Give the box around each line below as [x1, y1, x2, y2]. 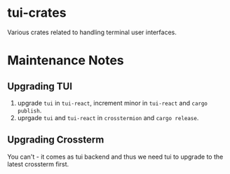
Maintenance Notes [7, 52, 124, 68]
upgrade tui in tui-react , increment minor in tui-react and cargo [17, 99, 208, 107]
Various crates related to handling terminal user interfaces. [7, 28, 177, 36]
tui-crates [7, 5, 67, 21]
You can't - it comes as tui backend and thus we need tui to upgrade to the [7, 152, 224, 161]
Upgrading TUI [7, 80, 72, 92]
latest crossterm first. [7, 159, 69, 168]
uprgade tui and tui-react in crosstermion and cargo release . [17, 113, 199, 122]
